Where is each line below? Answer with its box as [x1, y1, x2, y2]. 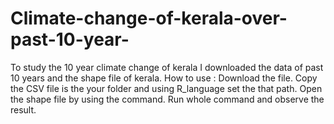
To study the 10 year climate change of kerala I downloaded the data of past [10, 61, 324, 73]
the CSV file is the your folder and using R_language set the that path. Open [10, 82, 323, 94]
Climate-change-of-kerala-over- [10, 7, 288, 30]
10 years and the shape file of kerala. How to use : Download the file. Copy [10, 72, 318, 84]
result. [10, 103, 37, 116]
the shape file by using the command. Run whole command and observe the [10, 93, 325, 105]
